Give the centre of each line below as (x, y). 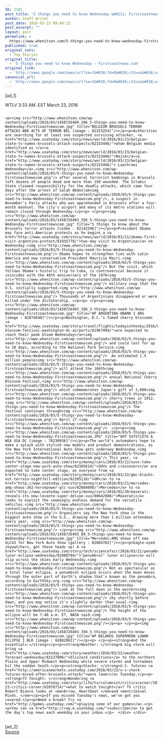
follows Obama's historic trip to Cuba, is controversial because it (77, 271)
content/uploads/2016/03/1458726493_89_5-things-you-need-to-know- (75, 534)
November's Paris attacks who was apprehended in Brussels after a (75, 203)
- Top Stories (24, 55)
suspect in (127, 199)
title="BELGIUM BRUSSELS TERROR (109, 127)
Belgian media (141, 144)
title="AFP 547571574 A (129, 436)
